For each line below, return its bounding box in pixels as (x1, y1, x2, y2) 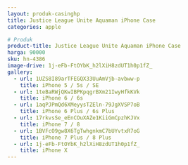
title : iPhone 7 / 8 (20, 121, 80, 128)
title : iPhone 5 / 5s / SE (20, 81, 99, 88)
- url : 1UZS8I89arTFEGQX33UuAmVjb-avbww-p (13, 75, 140, 82)
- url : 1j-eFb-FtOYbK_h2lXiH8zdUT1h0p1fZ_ (13, 140, 140, 147)
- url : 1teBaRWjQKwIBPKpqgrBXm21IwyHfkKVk (13, 88, 140, 95)
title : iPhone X (20, 147, 68, 154)
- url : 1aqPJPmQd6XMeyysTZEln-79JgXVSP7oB (13, 101, 140, 109)
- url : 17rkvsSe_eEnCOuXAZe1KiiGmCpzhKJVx (13, 114, 140, 121)
